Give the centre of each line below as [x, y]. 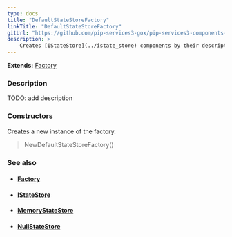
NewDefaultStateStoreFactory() [69, 144]
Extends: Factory [32, 65]
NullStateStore [39, 226]
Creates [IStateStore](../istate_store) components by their [109, 46]
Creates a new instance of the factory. [61, 131]
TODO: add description [40, 98]
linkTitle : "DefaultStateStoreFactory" [65, 26]
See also [22, 162]
